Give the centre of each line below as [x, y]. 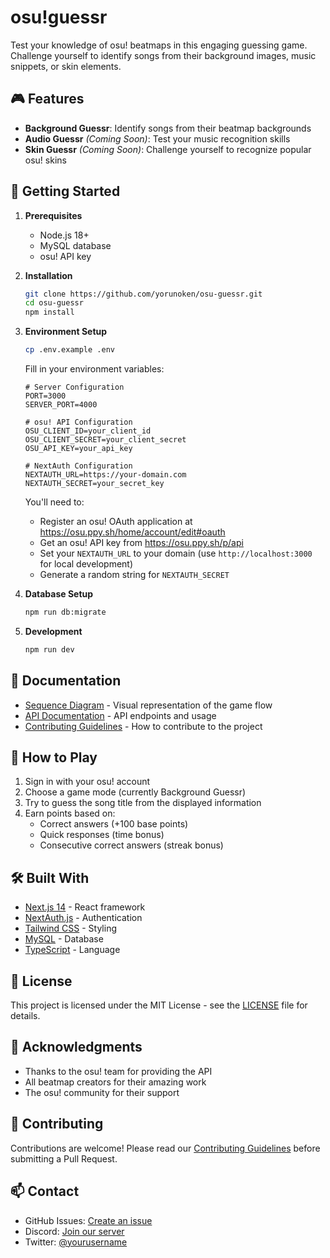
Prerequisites [53, 215]
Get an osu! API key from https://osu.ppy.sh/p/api [141, 543]
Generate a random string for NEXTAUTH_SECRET [134, 575]
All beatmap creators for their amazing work [115, 1082]
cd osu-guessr [54, 303]
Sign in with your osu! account [87, 782]
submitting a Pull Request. [64, 1158]
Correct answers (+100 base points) [114, 824]
